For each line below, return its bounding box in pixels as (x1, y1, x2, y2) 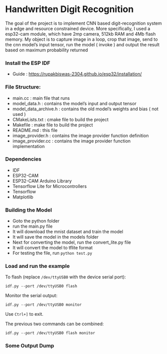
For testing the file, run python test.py (12, 250, 92, 256)
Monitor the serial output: (5, 293, 58, 299)
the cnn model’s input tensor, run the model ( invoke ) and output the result (5, 41, 159, 47)
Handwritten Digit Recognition (5, 4, 134, 15)
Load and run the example (5, 263, 70, 270)
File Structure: (5, 84, 41, 91)
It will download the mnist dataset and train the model (12, 229, 124, 235)
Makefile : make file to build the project (12, 122, 93, 128)
